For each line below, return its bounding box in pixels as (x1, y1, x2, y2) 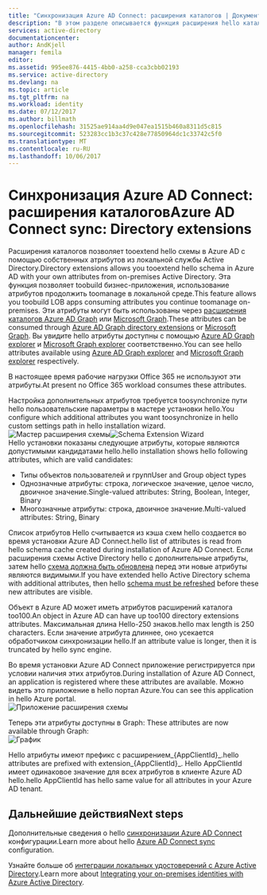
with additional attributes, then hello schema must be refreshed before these (8, 578, 259, 589)
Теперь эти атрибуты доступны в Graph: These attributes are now (8, 718, 229, 728)
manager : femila (8, 49, 62, 56)
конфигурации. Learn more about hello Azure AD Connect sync (8, 837, 216, 846)
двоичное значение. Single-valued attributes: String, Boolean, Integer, (19, 487, 250, 497)
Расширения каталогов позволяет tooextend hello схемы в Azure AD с (8, 247, 246, 256)
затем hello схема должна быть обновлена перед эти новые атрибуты (8, 562, 248, 571)
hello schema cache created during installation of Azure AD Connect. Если (8, 545, 253, 555)
